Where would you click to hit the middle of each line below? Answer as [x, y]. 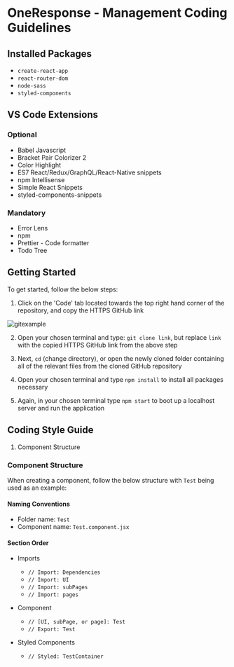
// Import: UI [48, 580]
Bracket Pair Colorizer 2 [52, 157]
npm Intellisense [41, 179]
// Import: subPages [58, 587]
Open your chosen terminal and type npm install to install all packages [121, 379]
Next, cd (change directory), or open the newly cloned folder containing [121, 358]
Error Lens [33, 228]
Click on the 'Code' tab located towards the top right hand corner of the [121, 303]
